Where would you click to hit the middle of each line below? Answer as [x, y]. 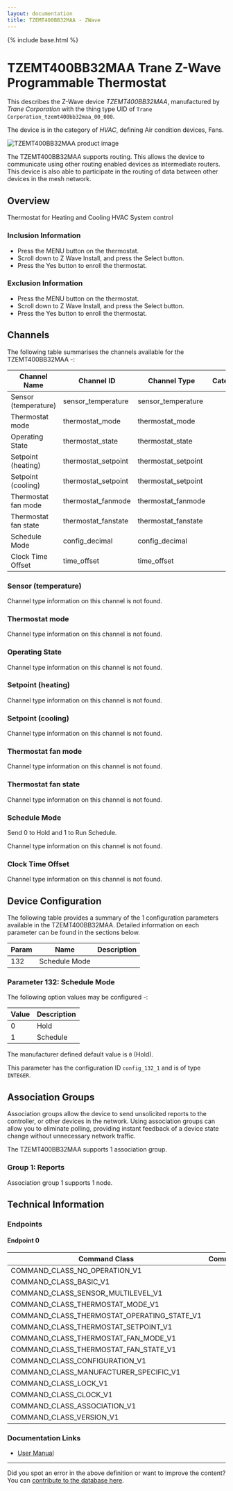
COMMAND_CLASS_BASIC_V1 [60, 1282]
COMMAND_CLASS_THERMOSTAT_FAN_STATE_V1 [94, 1349]
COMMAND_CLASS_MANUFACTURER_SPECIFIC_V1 [96, 1372]
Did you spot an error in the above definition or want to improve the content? [116, 1473]
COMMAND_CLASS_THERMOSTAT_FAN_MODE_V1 [94, 1338]
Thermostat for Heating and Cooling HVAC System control [90, 218]
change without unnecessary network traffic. [71, 1136]
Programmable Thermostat [87, 82]
